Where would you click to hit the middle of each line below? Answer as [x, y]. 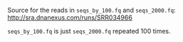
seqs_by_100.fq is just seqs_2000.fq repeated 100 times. [89, 31]
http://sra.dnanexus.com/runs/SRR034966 [70, 17]
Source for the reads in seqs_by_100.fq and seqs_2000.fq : [91, 10]
